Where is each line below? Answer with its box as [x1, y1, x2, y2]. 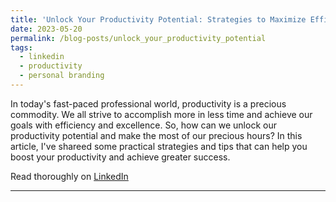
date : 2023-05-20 [10, 24, 83, 34]
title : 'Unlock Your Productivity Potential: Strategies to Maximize [10, 14, 307, 25]
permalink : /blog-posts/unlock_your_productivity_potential [10, 33, 267, 43]
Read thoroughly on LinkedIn [10, 170, 129, 182]
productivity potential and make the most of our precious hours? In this [10, 129, 303, 141]
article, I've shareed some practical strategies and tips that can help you [10, 140, 308, 152]
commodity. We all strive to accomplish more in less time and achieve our [10, 108, 313, 120]
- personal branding [19, 71, 105, 81]
